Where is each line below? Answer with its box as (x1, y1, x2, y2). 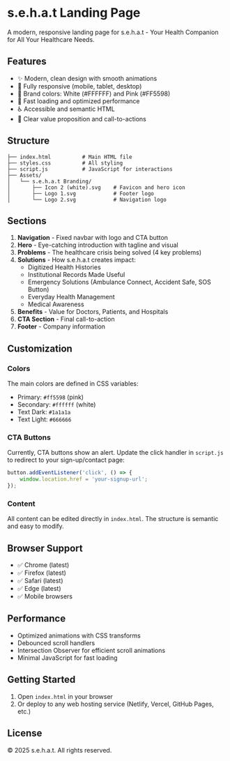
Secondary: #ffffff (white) (17, 400, 96, 409)
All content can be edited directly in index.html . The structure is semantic (7, 515, 219, 523)
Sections (7, 215, 47, 227)
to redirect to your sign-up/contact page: (7, 455, 125, 465)
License (7, 728, 43, 739)
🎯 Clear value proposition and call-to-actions (17, 114, 146, 123)
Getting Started (7, 674, 76, 686)
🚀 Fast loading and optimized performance (17, 96, 141, 105)
